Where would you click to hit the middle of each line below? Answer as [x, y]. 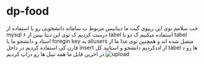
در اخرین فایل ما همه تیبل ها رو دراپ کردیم [55, 54]
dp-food [28, 11]
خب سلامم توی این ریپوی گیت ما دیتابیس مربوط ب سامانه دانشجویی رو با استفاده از [102, 28]
